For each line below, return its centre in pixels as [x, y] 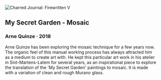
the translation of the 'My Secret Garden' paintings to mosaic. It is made [77, 67]
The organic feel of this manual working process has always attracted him [79, 52]
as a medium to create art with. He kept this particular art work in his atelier [80, 57]
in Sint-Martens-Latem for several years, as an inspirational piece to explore [80, 62]
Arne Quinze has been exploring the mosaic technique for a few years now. [80, 47]
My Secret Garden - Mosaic [47, 23]
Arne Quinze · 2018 [28, 37]
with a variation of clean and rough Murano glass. [54, 72]
